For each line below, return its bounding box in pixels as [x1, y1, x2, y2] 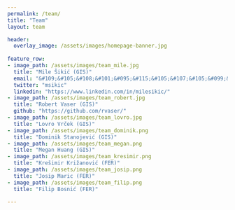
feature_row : [7, 55, 45, 63]
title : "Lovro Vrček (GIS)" [13, 120, 96, 127]
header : [7, 36, 30, 43]
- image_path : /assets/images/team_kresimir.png [7, 153, 152, 160]
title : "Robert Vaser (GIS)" [13, 101, 99, 108]
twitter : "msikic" [13, 81, 68, 88]
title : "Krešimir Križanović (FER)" [13, 160, 120, 167]
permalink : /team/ [7, 10, 61, 17]
